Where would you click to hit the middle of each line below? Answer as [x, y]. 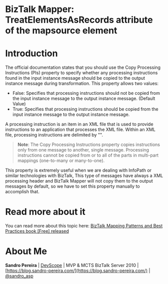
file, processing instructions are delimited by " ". [54, 135]
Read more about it [45, 212]
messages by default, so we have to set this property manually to [73, 186]
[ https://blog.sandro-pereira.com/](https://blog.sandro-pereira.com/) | [78, 270]
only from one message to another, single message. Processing [83, 150]
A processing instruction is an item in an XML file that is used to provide [79, 124]
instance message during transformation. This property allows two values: [82, 83]
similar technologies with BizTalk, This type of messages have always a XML [84, 176]
